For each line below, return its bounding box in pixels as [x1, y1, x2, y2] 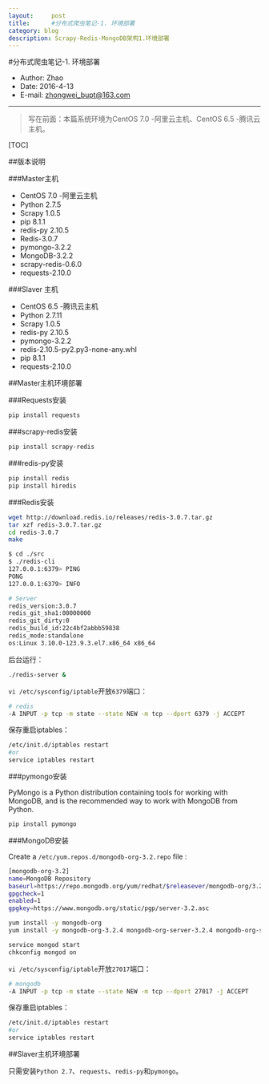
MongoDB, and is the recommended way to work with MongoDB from [8, 796, 239, 806]
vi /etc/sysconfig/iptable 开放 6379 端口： [8, 686, 148, 696]
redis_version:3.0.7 [8, 602, 78, 610]
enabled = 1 [8, 897, 42, 905]
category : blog [8, 26, 59, 34]
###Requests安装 [8, 395, 66, 405]
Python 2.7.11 [19, 310, 62, 321]
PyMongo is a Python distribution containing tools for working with [8, 787, 228, 797]
